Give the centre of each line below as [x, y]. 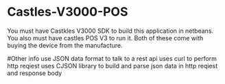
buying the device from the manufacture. [65, 45]
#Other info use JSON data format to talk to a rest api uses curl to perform [112, 58]
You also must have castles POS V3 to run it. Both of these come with [105, 38]
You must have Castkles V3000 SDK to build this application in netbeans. [110, 31]
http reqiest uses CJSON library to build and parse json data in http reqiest [113, 66]
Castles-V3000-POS [68, 12]
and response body [35, 73]
